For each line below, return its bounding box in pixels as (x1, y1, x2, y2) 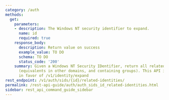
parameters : (14, 21, 39, 27)
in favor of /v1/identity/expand (18, 73, 89, 78)
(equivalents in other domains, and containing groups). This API (18, 69, 161, 74)
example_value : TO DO (18, 49, 64, 55)
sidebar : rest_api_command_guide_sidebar (5, 87, 94, 92)
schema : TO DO (18, 54, 49, 60)
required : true (18, 36, 51, 41)
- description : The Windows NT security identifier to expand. (14, 26, 150, 31)
